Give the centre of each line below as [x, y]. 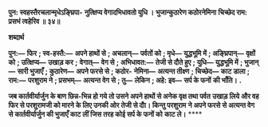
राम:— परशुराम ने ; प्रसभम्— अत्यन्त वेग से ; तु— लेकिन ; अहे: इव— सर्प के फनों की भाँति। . [125, 80]
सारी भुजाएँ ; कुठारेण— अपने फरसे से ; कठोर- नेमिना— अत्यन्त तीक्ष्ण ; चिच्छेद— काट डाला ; [133, 71]
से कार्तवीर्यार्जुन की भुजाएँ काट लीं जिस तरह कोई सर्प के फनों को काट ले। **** [105, 114]
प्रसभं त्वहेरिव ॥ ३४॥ [34, 21]
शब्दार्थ [16, 37]
